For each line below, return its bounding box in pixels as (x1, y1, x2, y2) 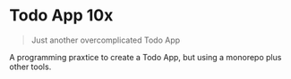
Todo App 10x (9, 5, 114, 26)
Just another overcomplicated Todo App (30, 35, 181, 45)
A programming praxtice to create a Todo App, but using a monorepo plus (9, 51, 282, 62)
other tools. (9, 61, 52, 72)
